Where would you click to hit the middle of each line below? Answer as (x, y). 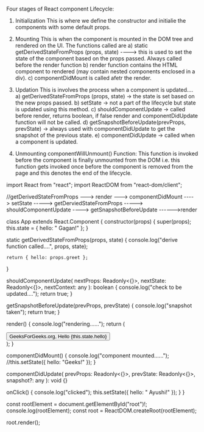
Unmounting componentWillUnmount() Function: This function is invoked (107, 153)
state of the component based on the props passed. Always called (98, 58)
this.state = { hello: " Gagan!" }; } (47, 228)
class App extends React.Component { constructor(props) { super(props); (99, 221)
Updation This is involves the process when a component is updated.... (104, 90)
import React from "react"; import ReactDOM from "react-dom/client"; (94, 185)
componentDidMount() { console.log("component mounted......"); (88, 356)
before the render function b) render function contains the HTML (96, 65)
